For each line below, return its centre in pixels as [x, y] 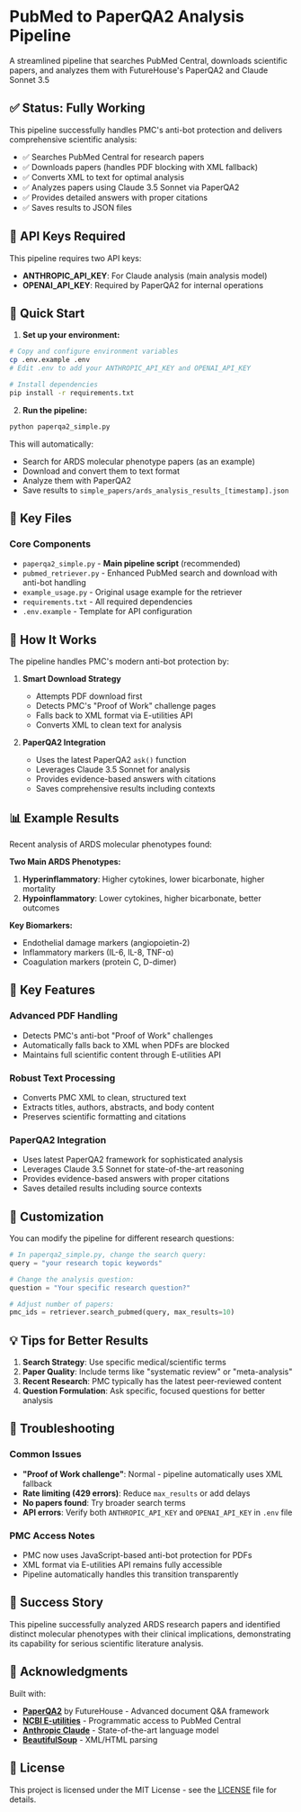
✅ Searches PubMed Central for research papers [113, 157]
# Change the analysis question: [72, 1279]
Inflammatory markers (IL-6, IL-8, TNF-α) [98, 952]
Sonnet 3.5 [30, 79]
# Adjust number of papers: [62, 1304]
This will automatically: [52, 444]
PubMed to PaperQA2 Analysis [127, 17]
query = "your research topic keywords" [86, 1263]
